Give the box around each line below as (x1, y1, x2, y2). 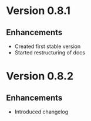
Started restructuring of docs (14, 49, 85, 56)
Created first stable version (14, 43, 81, 50)
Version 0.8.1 (6, 4, 70, 18)
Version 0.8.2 (6, 70, 74, 83)
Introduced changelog (14, 108, 69, 115)
